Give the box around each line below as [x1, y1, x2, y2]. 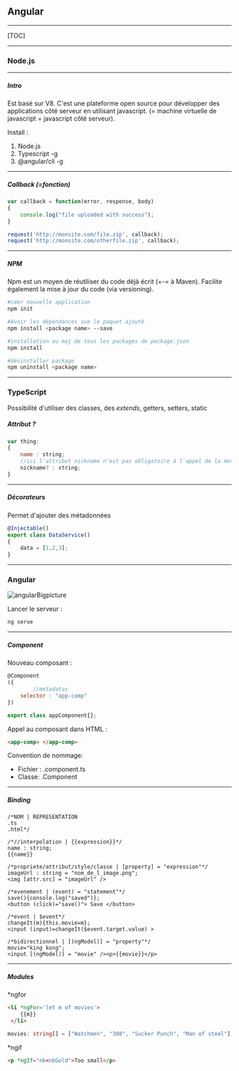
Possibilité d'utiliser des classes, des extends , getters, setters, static [7, 403, 208, 412]
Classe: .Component [17, 772, 78, 781]
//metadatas [33, 685, 69, 693]
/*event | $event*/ [7, 914, 65, 921]
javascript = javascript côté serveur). [7, 114, 115, 123]
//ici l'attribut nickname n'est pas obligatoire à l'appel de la [20, 457, 221, 465]
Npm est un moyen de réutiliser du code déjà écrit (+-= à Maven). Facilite [7, 277, 223, 286]
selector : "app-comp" [20, 692, 87, 699]
